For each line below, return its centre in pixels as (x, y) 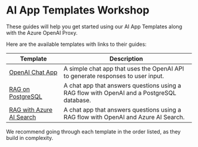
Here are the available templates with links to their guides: (76, 44)
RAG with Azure (31, 109)
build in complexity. (30, 138)
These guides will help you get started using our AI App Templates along (94, 26)
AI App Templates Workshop (78, 10)
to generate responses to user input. (114, 76)
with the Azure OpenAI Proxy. (42, 32)
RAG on (20, 89)
